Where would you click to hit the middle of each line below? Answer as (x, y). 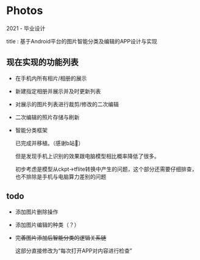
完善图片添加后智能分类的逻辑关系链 (61, 237)
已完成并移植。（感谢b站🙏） (49, 143)
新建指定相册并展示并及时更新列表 (58, 91)
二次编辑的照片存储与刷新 (47, 117)
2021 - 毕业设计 (26, 28)
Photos (25, 11)
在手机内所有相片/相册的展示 (51, 78)
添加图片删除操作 (37, 212)
